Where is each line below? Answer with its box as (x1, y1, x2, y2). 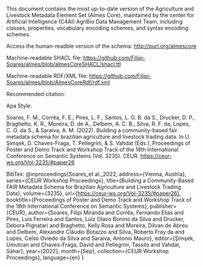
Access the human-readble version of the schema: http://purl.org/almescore (6, 42, 197, 50)
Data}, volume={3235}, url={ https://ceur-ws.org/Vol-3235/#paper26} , (6, 190, 181, 197)
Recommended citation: (6, 91, 66, 97)
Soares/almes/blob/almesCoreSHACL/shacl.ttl (6, 60, 121, 68)
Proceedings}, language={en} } (6, 254, 85, 261)
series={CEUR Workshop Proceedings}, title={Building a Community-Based (6, 177, 195, 184)
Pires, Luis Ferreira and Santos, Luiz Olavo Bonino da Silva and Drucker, (6, 216, 185, 222)
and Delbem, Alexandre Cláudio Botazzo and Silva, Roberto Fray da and (6, 228, 185, 235)
